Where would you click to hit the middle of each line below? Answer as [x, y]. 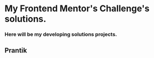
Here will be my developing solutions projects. [61, 34]
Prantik [16, 50]
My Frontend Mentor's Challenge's [77, 9]
